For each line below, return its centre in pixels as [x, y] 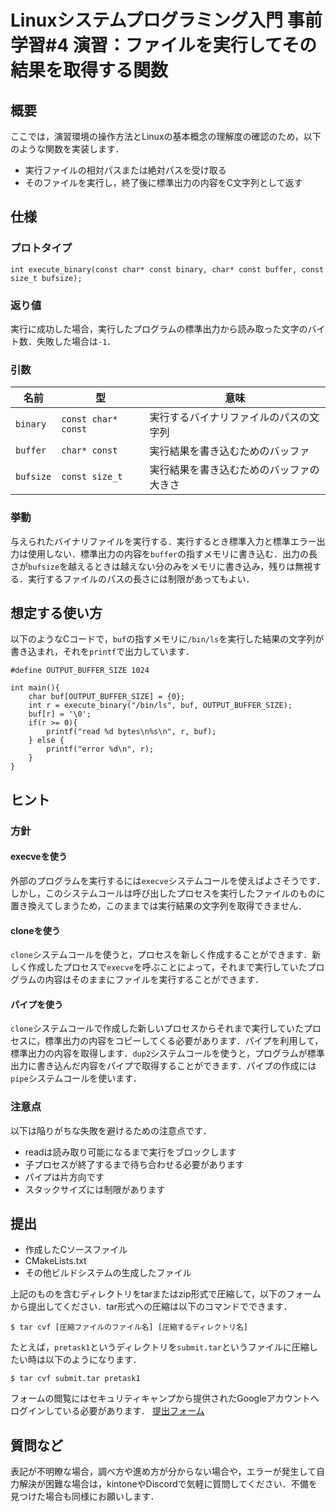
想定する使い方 [56, 612]
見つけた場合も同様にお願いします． [85, 1497]
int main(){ [35, 688]
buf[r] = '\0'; [60, 714]
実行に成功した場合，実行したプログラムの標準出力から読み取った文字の [159, 328]
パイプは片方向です [64, 1177]
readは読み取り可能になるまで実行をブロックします [130, 1152]
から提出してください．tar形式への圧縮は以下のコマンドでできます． [151, 1307]
